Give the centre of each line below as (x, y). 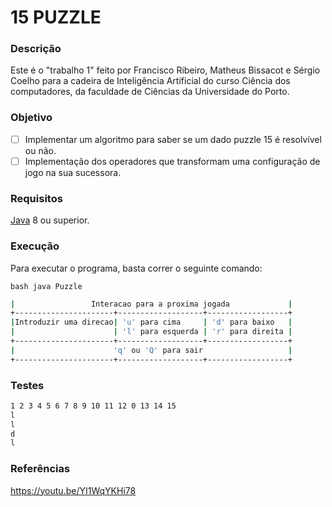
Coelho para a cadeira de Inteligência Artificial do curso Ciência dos (150, 81)
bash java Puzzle (46, 286)
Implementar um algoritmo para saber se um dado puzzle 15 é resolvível (173, 139)
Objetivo (31, 118)
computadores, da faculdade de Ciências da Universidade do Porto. (150, 92)
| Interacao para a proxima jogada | (151, 304)
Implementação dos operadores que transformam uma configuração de (172, 161)
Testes (27, 385)
